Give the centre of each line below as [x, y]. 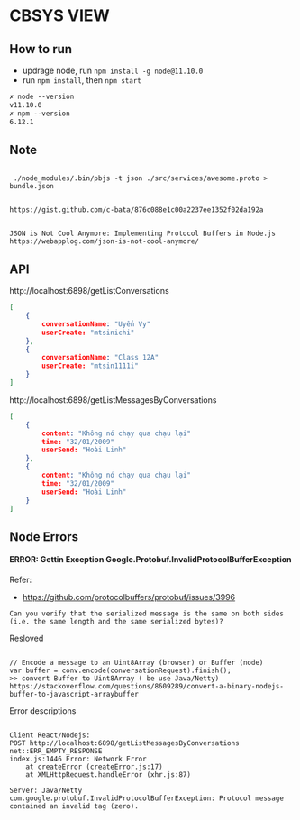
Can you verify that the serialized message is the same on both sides [146, 614]
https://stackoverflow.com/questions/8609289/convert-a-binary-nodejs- [146, 686]
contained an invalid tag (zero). [74, 806]
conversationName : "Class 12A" [100, 358]
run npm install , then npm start [82, 80]
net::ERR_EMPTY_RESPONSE [56, 751]
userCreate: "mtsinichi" [88, 333]
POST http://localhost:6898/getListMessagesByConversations [125, 743]
